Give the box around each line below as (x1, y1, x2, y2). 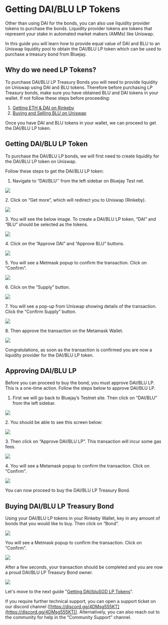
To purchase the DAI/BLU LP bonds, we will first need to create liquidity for (5, 153, 159, 159)
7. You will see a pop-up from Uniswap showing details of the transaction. (5, 303, 157, 309)
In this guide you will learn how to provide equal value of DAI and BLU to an (5, 40, 160, 46)
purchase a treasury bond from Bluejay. (5, 51, 86, 57)
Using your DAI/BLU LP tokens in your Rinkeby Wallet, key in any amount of (5, 515, 160, 521)
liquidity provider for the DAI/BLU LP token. (5, 352, 94, 358)
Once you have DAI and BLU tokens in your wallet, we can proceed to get (5, 119, 156, 126)
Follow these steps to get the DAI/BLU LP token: (5, 168, 104, 174)
